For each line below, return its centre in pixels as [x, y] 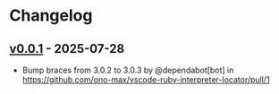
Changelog [51, 16]
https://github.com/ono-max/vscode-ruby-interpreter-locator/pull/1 [146, 80]
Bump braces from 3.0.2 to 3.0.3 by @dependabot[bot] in [128, 70]
